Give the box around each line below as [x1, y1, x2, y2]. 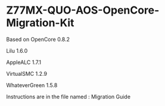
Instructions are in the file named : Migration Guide [6, 93, 131, 100]
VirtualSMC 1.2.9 [6, 70, 48, 77]
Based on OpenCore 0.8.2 [6, 36, 70, 43]
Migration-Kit [6, 16, 74, 30]
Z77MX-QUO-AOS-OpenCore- [6, 4, 160, 17]
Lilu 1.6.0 [6, 47, 28, 54]
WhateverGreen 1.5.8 [6, 81, 58, 89]
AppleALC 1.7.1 [6, 59, 42, 66]
